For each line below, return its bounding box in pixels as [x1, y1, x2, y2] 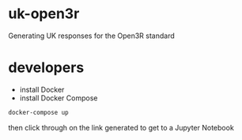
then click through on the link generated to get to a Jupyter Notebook [8, 123, 235, 132]
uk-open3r [8, 5, 80, 23]
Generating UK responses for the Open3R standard [8, 31, 176, 40]
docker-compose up [8, 108, 69, 116]
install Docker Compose [19, 93, 98, 103]
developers [8, 59, 85, 77]
